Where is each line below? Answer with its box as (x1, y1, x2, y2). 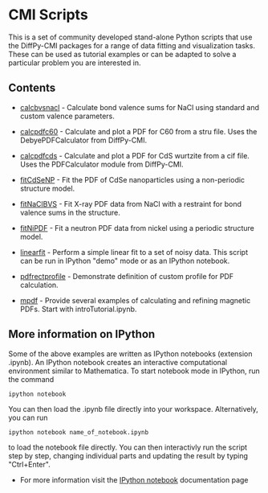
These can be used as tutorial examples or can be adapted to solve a (8, 49, 237, 59)
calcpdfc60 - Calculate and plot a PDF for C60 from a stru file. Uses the (19, 126, 258, 136)
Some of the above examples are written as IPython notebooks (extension (8, 348, 253, 359)
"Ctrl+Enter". (8, 459, 51, 469)
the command (8, 374, 55, 384)
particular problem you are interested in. (8, 58, 141, 68)
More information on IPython (8, 327, 156, 341)
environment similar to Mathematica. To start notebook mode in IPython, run (8, 366, 261, 376)
